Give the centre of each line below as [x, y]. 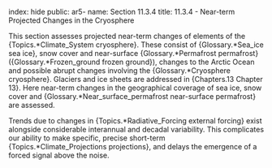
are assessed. [32, 105]
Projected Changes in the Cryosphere [71, 20]
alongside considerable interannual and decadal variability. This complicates [136, 129]
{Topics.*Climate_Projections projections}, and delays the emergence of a [133, 146]
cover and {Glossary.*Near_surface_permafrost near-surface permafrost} [132, 96]
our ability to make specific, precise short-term [87, 138]
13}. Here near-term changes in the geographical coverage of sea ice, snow [135, 88]
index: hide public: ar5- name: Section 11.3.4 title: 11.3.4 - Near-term [122, 12]
